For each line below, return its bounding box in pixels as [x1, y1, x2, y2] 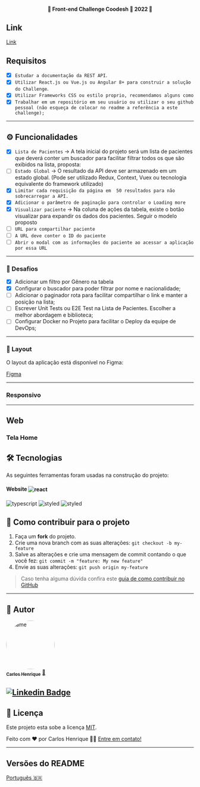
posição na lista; [14, 298, 55, 305]
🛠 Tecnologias [6, 452, 62, 463]
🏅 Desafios [6, 264, 39, 272]
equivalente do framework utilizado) [14, 180, 104, 188]
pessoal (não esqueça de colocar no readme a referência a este [14, 105, 178, 111]
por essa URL [14, 245, 48, 251]
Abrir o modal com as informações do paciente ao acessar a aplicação [14, 240, 194, 246]
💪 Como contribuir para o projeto [6, 517, 130, 528]
